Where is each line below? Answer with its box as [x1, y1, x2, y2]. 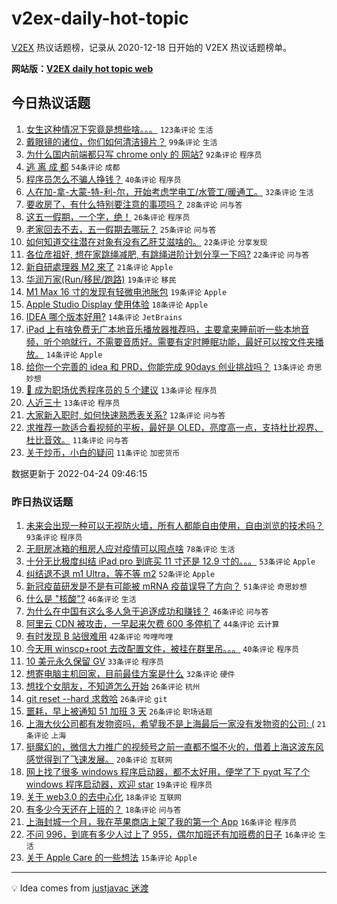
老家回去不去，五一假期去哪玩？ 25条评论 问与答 [25, 223, 217, 235]
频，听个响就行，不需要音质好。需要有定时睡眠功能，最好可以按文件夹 [25, 335, 316, 347]
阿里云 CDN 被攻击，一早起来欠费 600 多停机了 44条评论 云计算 [25, 618, 280, 630]
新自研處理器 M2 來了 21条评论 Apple [25, 260, 174, 272]
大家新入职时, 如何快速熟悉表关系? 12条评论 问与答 [25, 408, 226, 421]
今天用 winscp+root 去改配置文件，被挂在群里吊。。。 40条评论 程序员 [25, 643, 299, 655]
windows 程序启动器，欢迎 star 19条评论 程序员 [25, 778, 213, 791]
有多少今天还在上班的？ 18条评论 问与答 [25, 803, 182, 816]
